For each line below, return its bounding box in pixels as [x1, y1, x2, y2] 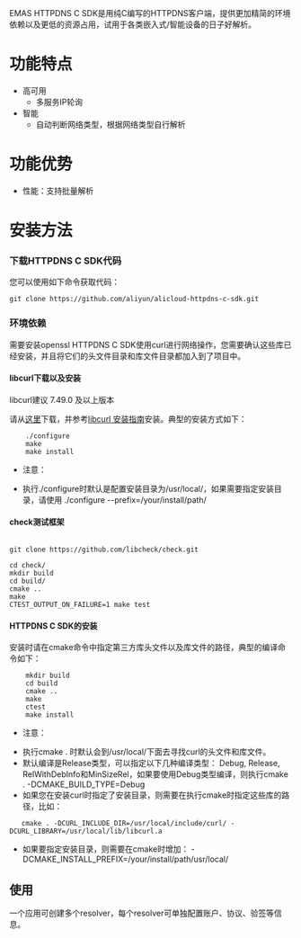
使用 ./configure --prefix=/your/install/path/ [46, 494, 207, 505]
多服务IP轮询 [35, 96, 84, 107]
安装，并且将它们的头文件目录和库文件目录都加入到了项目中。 [16, 350, 245, 362]
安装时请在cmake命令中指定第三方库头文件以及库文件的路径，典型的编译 [9, 642, 279, 653]
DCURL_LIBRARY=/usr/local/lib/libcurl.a [9, 826, 164, 836]
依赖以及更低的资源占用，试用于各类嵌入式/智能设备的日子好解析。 [9, 19, 257, 30]
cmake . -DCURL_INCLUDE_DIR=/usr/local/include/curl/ [21, 819, 227, 828]
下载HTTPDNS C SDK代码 [9, 255, 122, 267]
